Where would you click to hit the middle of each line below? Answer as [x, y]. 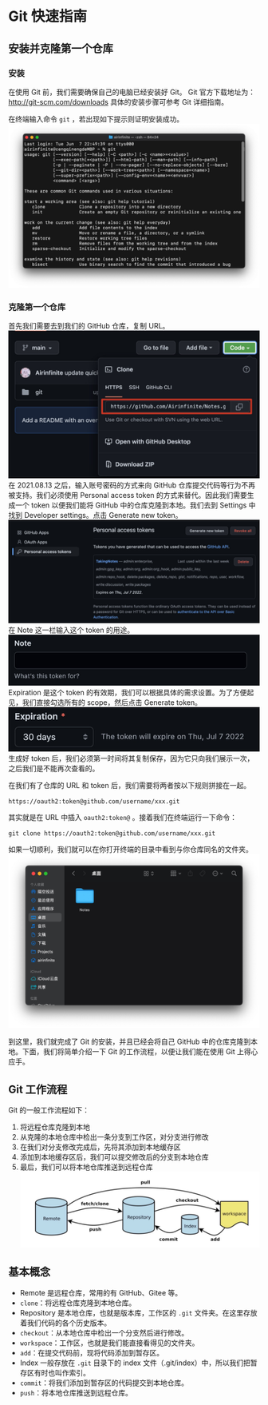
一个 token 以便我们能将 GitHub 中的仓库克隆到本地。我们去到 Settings [131, 505]
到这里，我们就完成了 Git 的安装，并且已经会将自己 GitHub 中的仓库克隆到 [130, 1042]
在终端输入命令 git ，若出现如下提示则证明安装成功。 [96, 119]
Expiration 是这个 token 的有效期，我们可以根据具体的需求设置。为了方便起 [131, 692]
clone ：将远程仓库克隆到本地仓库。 [78, 1303]
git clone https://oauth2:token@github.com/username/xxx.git [112, 834]
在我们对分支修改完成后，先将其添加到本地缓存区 [100, 1147]
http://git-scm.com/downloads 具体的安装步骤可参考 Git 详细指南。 [118, 101]
